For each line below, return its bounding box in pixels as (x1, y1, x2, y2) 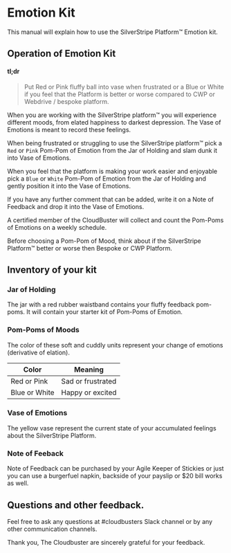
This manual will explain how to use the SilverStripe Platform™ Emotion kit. (7, 28, 218, 36)
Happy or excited (61, 388, 117, 397)
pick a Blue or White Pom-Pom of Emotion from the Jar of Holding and (7, 174, 206, 183)
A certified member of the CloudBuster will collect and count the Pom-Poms (7, 216, 224, 224)
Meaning (73, 365, 104, 374)
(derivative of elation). (7, 348, 71, 356)
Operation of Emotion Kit (7, 48, 116, 60)
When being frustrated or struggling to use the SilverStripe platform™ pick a (7, 138, 223, 147)
